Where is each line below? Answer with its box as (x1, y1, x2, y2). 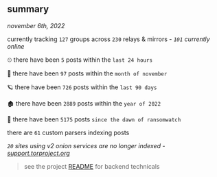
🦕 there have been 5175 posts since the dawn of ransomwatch (7, 115, 181, 123)
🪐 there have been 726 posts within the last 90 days (7, 83, 157, 91)
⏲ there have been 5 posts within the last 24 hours (7, 56, 153, 64)
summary (7, 3, 49, 15)
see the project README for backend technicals (23, 162, 160, 170)
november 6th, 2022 (7, 21, 65, 29)
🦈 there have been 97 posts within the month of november (7, 69, 168, 78)
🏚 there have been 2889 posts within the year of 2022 (7, 99, 161, 107)
